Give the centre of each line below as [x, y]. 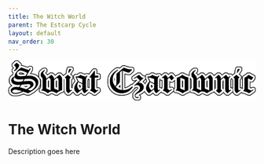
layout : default [35, 33]
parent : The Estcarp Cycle [52, 25]
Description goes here [44, 151]
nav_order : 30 [31, 42]
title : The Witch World [47, 16]
